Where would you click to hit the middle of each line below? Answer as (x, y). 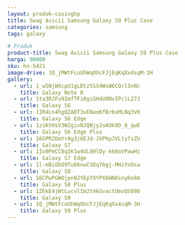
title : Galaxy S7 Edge (53, 158)
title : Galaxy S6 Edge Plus (61, 132)
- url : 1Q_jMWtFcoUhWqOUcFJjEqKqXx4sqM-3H (77, 204)
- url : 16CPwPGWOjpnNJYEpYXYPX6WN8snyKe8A (77, 178)
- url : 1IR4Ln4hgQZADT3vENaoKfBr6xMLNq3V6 (77, 112)
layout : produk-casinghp (44, 14)
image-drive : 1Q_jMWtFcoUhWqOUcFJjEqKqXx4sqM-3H (80, 73)
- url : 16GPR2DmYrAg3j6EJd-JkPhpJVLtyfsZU (77, 139)
